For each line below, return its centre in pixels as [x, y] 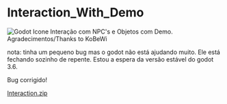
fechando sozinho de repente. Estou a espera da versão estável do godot [110, 59]
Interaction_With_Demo [76, 13]
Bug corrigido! [27, 79]
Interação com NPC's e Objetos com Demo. [111, 31]
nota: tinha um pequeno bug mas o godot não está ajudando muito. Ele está [114, 52]
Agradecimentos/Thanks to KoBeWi [57, 38]
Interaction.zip [27, 93]
